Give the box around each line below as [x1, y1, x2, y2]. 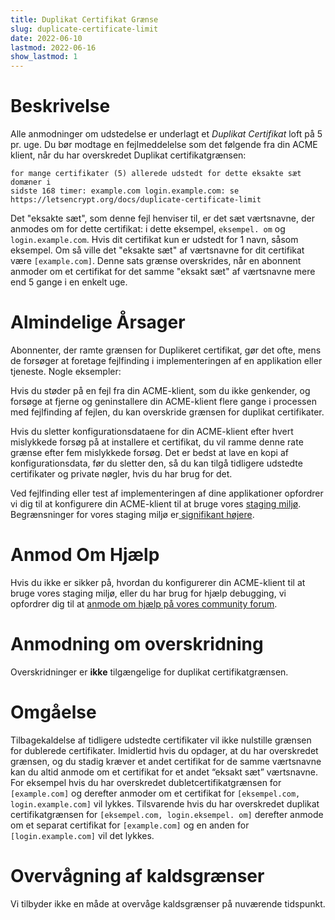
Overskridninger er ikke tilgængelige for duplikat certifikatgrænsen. [10, 666, 289, 678]
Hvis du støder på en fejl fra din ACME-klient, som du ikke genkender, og [10, 385, 311, 396]
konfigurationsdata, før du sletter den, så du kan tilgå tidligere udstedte [10, 457, 303, 469]
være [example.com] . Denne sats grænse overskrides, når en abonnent [10, 255, 302, 267]
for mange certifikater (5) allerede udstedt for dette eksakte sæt [10, 169, 302, 179]
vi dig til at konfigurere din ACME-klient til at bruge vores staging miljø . [10, 498, 302, 510]
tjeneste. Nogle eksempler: [10, 366, 122, 377]
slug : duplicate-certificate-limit [10, 24, 159, 34]
